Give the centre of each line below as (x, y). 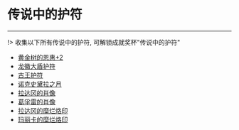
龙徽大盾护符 (36, 66)
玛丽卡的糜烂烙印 (43, 119)
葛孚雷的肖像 (36, 102)
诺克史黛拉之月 (39, 84)
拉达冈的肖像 (36, 92)
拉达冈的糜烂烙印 (43, 110)
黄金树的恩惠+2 (41, 57)
